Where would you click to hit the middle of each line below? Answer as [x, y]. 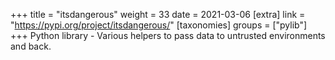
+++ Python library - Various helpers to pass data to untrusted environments [168, 35]
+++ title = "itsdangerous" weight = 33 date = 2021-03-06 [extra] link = [158, 14]
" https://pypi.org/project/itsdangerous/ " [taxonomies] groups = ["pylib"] [159, 25]
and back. [31, 46]
